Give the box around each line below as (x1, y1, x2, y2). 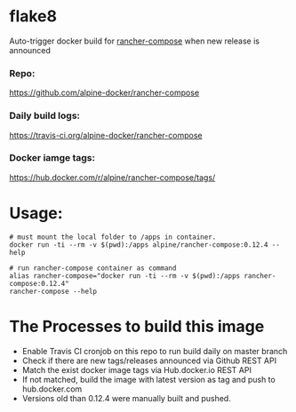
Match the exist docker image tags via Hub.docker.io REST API (21, 364, 252, 375)
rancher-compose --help (9, 287, 98, 296)
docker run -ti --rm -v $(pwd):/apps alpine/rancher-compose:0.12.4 (9, 240, 268, 250)
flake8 (9, 6, 58, 27)
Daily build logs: (9, 109, 81, 122)
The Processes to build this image (9, 316, 265, 337)
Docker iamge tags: (9, 152, 96, 164)
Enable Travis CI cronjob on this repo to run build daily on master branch (21, 345, 288, 356)
